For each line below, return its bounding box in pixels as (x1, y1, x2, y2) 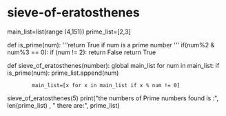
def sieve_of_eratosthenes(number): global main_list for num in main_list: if (7, 61, 220, 69)
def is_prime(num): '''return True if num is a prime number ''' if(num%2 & (7, 40, 215, 49)
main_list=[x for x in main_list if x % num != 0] (32, 82, 181, 89)
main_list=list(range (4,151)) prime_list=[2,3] (7, 27, 131, 36)
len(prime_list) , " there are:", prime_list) (7, 101, 120, 109)
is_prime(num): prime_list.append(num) (7, 69, 119, 77)
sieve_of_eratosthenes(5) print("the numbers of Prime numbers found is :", (7, 94, 219, 102)
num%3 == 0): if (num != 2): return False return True (7, 48, 156, 56)
